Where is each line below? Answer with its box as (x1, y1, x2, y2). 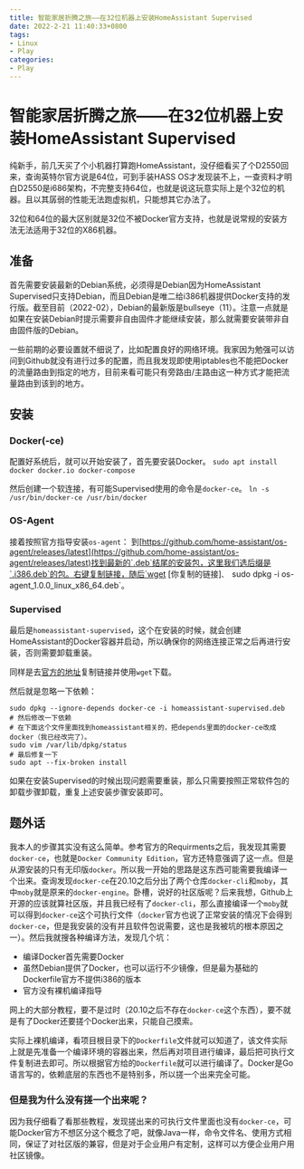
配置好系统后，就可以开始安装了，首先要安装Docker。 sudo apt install (9, 456, 278, 467)
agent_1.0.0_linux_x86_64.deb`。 (9, 580, 129, 590)
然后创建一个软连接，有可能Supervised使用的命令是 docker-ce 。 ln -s (9, 484, 270, 494)
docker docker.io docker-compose (9, 466, 136, 475)
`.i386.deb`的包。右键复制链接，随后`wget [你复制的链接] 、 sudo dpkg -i (9, 568, 280, 580)
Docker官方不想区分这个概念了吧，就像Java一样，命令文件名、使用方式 (16, 1127, 284, 1138)
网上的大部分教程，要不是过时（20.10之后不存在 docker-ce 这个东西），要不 (9, 1004, 283, 1015)
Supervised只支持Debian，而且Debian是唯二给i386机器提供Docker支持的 (9, 291, 283, 302)
